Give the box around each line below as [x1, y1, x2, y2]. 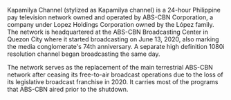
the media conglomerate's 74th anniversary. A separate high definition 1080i [7, 43, 225, 50]
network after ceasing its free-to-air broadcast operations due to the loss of [7, 70, 223, 79]
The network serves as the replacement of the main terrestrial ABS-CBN [7, 63, 213, 71]
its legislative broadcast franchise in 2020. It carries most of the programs [7, 78, 219, 86]
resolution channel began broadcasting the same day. [7, 50, 160, 58]
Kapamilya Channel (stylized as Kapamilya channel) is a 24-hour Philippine [7, 6, 221, 14]
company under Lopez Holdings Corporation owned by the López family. [7, 21, 214, 28]
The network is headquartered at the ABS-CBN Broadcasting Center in [7, 28, 209, 36]
